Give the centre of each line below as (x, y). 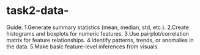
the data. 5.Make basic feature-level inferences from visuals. (83, 47)
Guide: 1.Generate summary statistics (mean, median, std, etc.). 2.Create (98, 27)
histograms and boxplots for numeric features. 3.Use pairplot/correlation (98, 33)
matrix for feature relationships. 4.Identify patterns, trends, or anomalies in (100, 40)
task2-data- (38, 11)
